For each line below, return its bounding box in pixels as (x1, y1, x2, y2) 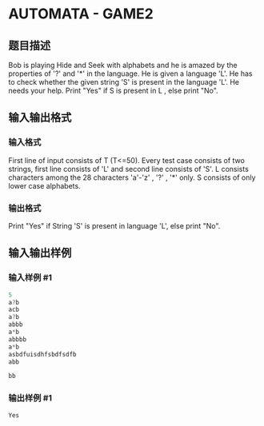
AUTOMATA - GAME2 (8, 5, 154, 23)
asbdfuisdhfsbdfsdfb (8, 350, 78, 358)
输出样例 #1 (8, 392, 52, 404)
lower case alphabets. (8, 181, 82, 190)
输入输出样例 (8, 246, 72, 260)
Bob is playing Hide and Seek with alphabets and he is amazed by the (8, 61, 238, 70)
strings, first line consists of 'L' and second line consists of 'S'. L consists (8, 164, 250, 173)
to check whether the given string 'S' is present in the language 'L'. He (8, 78, 240, 86)
